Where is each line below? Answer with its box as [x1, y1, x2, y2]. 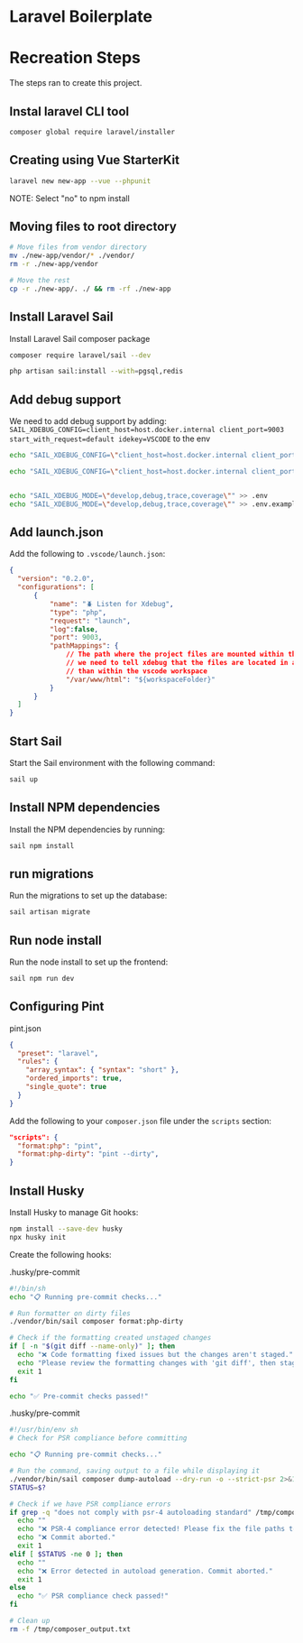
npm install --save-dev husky [9, 1224, 124, 1233]
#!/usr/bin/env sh [9, 1426, 78, 1435]
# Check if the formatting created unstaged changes [9, 1334, 212, 1343]
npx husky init [9, 1232, 67, 1241]
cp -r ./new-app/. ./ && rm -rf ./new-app [9, 284, 171, 293]
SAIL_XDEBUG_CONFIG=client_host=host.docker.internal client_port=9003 [9, 426, 284, 435]
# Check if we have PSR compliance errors [9, 1500, 171, 1509]
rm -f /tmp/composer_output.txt [9, 1624, 131, 1634]
